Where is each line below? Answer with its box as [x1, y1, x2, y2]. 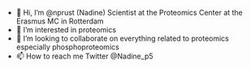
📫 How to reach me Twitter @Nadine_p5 [15, 51, 154, 61]
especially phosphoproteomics [15, 42, 119, 52]
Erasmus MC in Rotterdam [15, 16, 104, 26]
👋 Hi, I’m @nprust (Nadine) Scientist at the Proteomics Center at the [15, 8, 244, 17]
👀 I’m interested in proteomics [15, 25, 116, 34]
